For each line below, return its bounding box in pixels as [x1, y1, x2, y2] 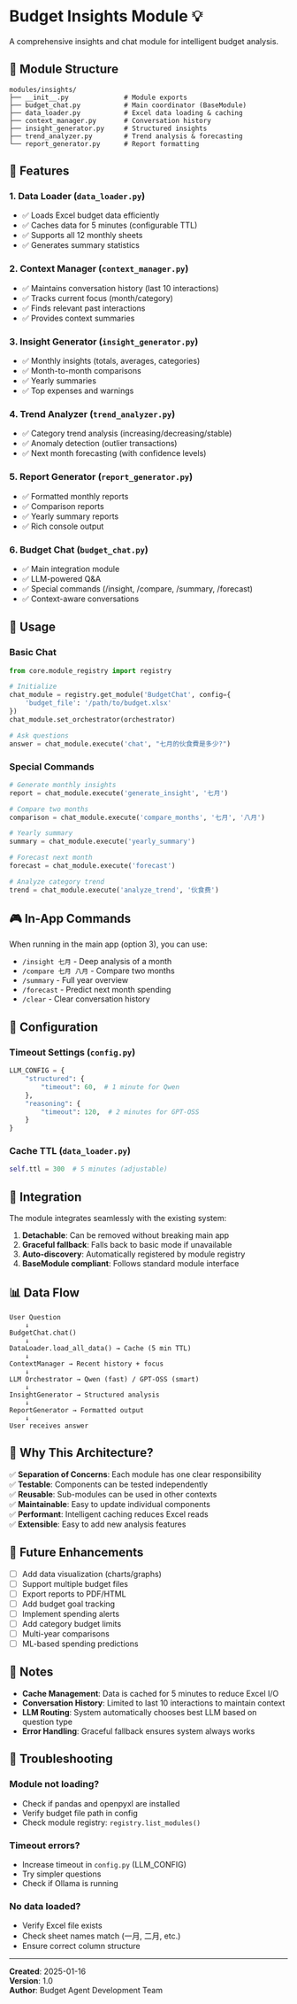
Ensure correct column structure [21, 1941, 141, 1952]
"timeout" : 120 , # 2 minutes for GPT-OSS [41, 1107, 200, 1117]
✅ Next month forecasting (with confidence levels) [21, 448, 207, 459]
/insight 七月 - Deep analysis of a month [21, 956, 172, 967]
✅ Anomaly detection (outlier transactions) [21, 438, 178, 449]
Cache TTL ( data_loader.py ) [9, 1145, 131, 1157]
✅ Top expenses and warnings [21, 385, 134, 396]
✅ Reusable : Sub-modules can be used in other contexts [9, 1489, 217, 1499]
